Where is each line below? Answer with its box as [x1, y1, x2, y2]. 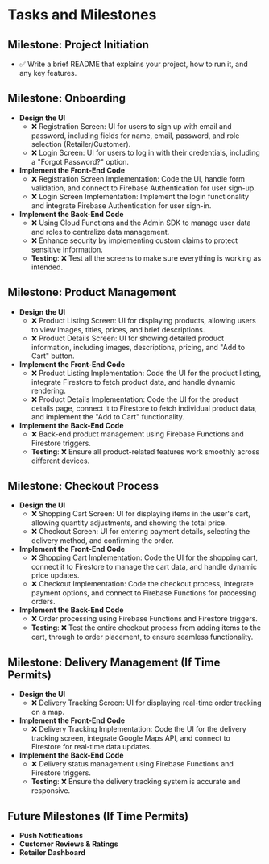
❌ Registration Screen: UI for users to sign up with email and [31, 121, 232, 131]
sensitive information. [31, 244, 103, 254]
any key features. [19, 69, 77, 77]
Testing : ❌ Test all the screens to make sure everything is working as [31, 253, 262, 263]
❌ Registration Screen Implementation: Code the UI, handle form [31, 173, 246, 183]
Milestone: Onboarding [7, 91, 126, 106]
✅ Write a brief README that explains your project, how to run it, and [19, 59, 248, 69]
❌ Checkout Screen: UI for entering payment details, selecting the [31, 527, 250, 536]
